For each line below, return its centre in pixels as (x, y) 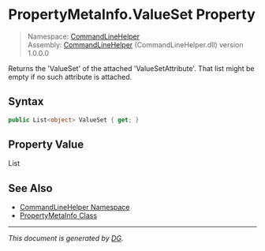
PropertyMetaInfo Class (58, 215)
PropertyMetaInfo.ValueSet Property (132, 15)
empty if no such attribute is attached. (70, 77)
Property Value (46, 145)
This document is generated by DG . (66, 238)
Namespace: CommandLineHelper (84, 36)
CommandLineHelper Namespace (75, 208)
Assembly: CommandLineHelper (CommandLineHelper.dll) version (135, 44)
